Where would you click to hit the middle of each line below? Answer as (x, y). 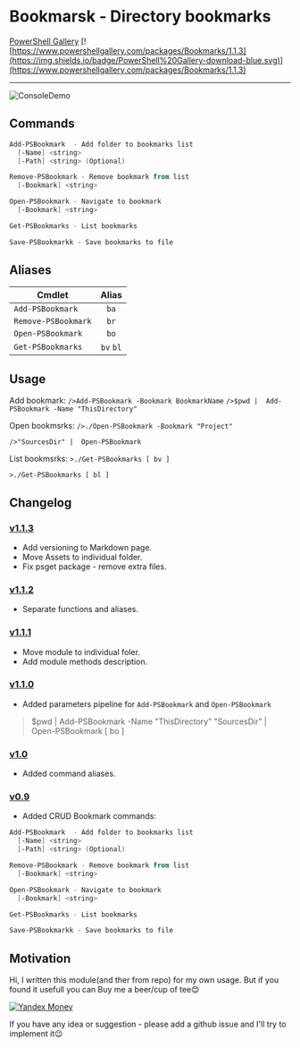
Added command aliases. (69, 774)
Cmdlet (53, 295)
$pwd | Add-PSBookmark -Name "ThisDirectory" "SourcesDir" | (149, 721)
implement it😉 (36, 1034)
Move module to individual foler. (81, 652)
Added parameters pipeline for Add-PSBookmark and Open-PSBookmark (147, 703)
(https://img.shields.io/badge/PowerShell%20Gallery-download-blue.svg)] (146, 60)
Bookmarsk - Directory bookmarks (140, 17)
